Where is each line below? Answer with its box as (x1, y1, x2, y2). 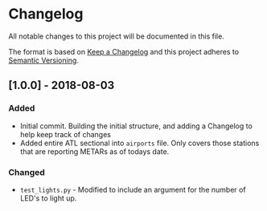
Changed (8, 166, 46, 177)
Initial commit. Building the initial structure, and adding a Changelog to (19, 121, 253, 131)
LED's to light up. (19, 193, 77, 203)
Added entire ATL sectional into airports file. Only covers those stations (19, 138, 260, 148)
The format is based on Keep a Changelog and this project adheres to (8, 47, 240, 56)
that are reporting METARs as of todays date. (19, 146, 170, 156)
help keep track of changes (19, 129, 111, 139)
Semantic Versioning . (8, 55, 79, 65)
